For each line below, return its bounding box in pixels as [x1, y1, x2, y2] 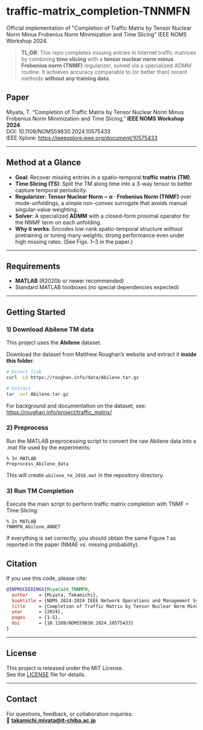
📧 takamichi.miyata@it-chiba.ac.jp [6, 717, 96, 724]
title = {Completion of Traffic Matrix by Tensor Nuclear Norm [11, 603, 185, 609]
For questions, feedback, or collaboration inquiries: [6, 710, 134, 717]
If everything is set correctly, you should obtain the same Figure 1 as [6, 535, 176, 542]
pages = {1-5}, [11, 614, 61, 621]
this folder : [6, 357, 34, 364]
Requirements [6, 261, 60, 271]
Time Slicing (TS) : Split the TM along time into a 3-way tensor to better [14, 180, 193, 187]
